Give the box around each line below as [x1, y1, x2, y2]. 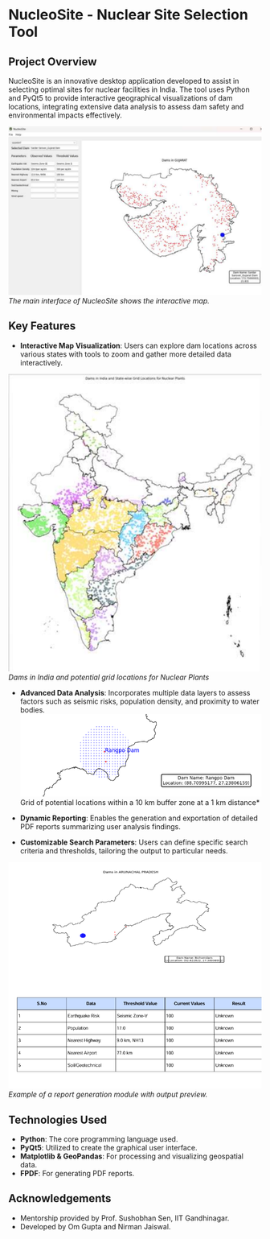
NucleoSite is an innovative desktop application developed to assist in [8, 76, 239, 85]
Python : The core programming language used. [19, 1134, 178, 1144]
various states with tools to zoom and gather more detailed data [19, 349, 231, 359]
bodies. [19, 705, 46, 715]
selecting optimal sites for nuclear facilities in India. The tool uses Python [8, 85, 251, 94]
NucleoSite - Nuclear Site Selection [8, 6, 249, 24]
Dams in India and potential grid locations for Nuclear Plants [8, 672, 210, 682]
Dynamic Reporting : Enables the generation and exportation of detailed [19, 813, 259, 823]
